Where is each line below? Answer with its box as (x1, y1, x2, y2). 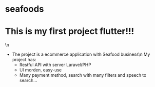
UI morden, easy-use (19, 67, 62, 73)
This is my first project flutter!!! (5, 26, 135, 37)
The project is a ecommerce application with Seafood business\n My (12, 51, 150, 57)
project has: (12, 57, 37, 63)
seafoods (5, 3, 44, 15)
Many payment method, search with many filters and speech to (19, 72, 147, 78)
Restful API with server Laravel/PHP (19, 62, 92, 68)
